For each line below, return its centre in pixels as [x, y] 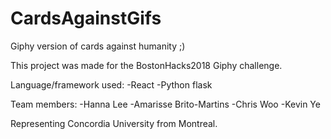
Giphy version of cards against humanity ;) [98, 46]
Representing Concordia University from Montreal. [114, 123]
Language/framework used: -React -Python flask [111, 84]
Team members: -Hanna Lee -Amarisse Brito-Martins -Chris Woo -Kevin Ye [165, 104]
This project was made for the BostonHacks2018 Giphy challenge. [146, 65]
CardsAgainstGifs [86, 18]
